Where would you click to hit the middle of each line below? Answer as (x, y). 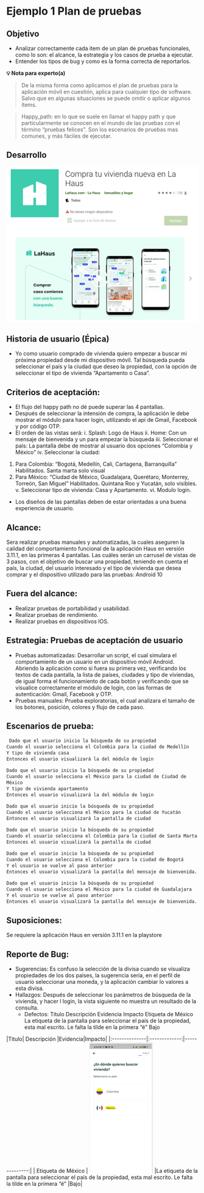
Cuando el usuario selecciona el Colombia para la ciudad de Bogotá (95, 860)
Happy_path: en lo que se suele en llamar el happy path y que (98, 116)
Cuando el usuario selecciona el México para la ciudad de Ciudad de (97, 777)
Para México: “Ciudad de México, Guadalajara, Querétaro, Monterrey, (102, 477)
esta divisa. (30, 988)
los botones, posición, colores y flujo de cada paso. (80, 707)
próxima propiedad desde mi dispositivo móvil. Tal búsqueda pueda (100, 360)
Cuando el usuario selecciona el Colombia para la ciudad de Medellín (98, 747)
